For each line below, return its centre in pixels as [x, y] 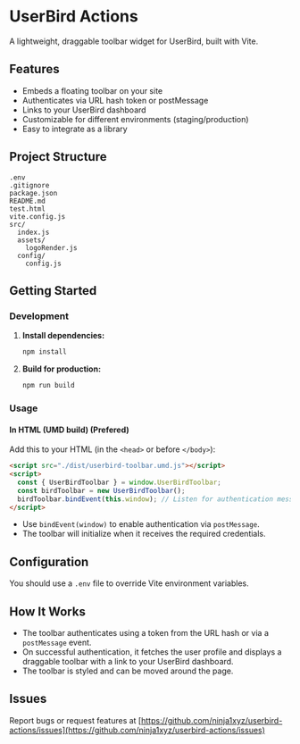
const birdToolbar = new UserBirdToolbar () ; [101, 490]
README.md [28, 201]
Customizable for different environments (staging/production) [135, 119]
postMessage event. [57, 642]
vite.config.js [37, 216]
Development [39, 316]
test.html [28, 209]
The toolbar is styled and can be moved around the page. [128, 671]
